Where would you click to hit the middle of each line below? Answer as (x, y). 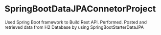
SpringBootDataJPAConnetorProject (80, 9)
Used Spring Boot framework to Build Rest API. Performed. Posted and (76, 22)
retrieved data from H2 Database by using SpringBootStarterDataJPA (74, 27)
